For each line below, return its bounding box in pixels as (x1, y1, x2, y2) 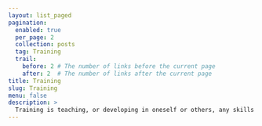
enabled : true (15, 26, 61, 34)
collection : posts (15, 41, 76, 49)
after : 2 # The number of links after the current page (22, 70, 213, 77)
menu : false (8, 92, 47, 99)
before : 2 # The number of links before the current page (22, 63, 216, 70)
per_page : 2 (15, 33, 55, 41)
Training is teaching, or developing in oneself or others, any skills (15, 106, 255, 114)
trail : (15, 56, 37, 63)
